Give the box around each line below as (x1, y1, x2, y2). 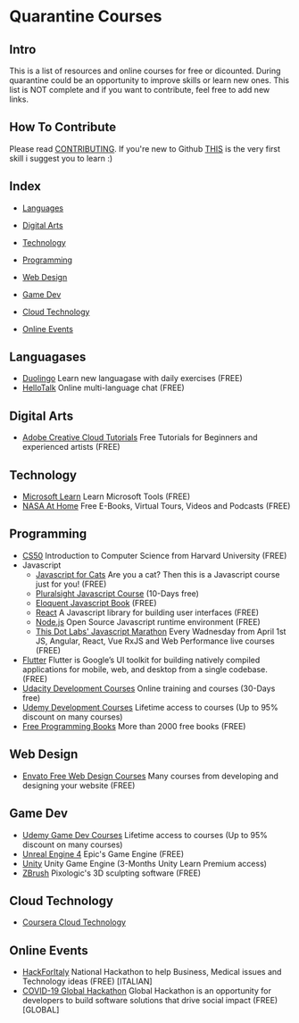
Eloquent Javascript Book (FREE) (35, 597, 158, 608)
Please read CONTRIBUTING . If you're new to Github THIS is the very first (9, 143, 281, 154)
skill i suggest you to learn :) (9, 153, 113, 163)
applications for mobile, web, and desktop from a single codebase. (21, 663, 268, 675)
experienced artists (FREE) (21, 442, 120, 453)
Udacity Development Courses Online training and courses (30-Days (21, 683, 276, 694)
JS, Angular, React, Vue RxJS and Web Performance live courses (35, 636, 275, 646)
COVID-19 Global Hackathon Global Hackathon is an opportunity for (21, 986, 272, 996)
